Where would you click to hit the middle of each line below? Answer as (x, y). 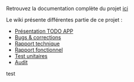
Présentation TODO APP (44, 31)
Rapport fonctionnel (39, 50)
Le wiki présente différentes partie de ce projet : (64, 20)
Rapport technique (37, 44)
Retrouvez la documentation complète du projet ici (67, 8)
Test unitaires (31, 56)
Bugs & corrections (38, 37)
